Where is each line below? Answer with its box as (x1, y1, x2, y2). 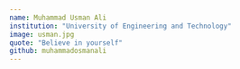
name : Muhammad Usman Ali (9, 13, 106, 22)
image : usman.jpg (9, 30, 75, 39)
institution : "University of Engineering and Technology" (9, 22, 232, 30)
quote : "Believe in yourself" (9, 38, 124, 47)
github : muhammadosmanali (9, 47, 106, 56)
